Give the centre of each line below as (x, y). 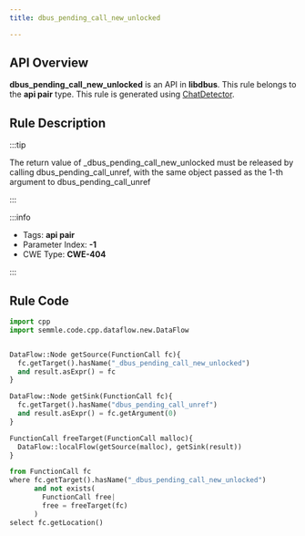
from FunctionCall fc (51, 472)
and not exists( (64, 489)
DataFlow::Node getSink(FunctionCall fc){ (91, 397)
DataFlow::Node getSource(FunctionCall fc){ (95, 355)
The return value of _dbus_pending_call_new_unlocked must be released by (152, 163)
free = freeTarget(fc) (85, 505)
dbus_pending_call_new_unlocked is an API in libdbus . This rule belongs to (153, 85)
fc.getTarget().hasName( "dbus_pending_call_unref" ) (118, 405)
